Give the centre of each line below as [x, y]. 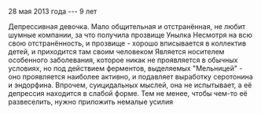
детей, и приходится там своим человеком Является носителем [116, 51]
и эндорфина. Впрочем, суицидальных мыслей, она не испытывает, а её [130, 85]
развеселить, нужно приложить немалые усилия [91, 102]
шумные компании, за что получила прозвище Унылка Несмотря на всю [130, 35]
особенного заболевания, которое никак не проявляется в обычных [123, 60]
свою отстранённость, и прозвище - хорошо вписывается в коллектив [127, 43]
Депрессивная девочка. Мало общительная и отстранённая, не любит [127, 26]
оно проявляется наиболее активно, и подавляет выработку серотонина [130, 77]
